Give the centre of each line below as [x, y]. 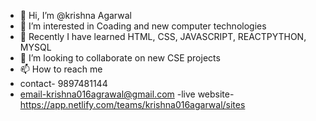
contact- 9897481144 [63, 83]
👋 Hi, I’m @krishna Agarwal [75, 15]
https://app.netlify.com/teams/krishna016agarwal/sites [132, 104]
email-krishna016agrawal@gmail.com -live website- [127, 94]
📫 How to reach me [61, 69]
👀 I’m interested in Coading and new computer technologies [143, 26]
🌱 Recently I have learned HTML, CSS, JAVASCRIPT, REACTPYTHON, [163, 36]
